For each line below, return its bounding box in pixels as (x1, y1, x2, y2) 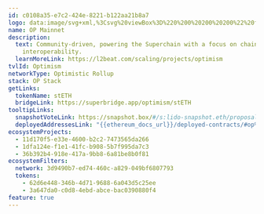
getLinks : (8, 84, 41, 92)
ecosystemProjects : (8, 128, 72, 136)
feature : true (8, 194, 55, 201)
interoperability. (22, 48, 82, 56)
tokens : (15, 172, 41, 180)
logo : (8, 19, 26, 27)
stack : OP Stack (8, 77, 61, 85)
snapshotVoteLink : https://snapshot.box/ (15, 114, 153, 122)
